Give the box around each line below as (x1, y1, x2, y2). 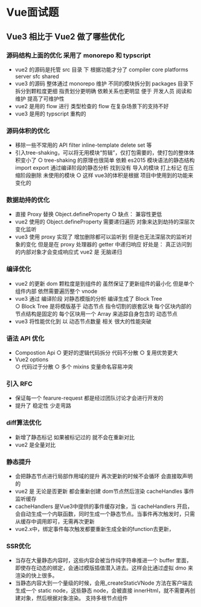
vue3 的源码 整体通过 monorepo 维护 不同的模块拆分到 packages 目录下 (14, 80, 194, 87)
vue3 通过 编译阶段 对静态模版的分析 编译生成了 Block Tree (14, 295, 162, 302)
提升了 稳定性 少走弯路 (14, 402, 71, 409)
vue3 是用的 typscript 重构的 (14, 110, 86, 117)
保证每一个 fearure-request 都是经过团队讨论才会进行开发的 (14, 394, 164, 402)
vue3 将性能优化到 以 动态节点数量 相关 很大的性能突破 (14, 318, 152, 325)
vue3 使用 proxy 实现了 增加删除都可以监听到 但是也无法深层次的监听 (14, 233, 187, 240)
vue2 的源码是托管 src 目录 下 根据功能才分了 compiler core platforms (14, 66, 188, 73)
